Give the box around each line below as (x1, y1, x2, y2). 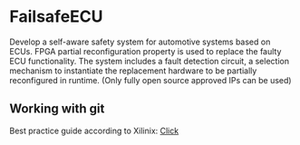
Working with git (9, 101, 105, 117)
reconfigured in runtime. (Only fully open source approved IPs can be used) (9, 74, 292, 85)
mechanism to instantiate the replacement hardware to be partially (9, 65, 257, 76)
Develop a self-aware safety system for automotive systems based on (9, 36, 271, 47)
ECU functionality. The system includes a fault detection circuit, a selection (9, 55, 290, 66)
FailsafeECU (9, 6, 103, 27)
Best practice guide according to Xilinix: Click (9, 125, 179, 136)
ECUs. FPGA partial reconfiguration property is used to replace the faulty (9, 45, 282, 56)
